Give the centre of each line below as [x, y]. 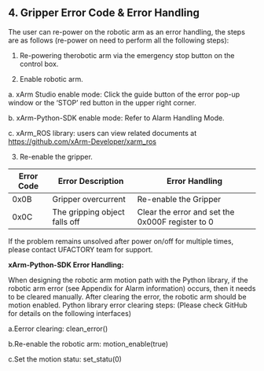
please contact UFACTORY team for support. [81, 249]
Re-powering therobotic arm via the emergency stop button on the [127, 55]
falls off [66, 222]
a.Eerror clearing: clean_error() [58, 329]
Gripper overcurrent [89, 199]
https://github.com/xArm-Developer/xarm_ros [82, 141]
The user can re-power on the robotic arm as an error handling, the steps [127, 31]
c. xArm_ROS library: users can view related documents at [103, 133]
